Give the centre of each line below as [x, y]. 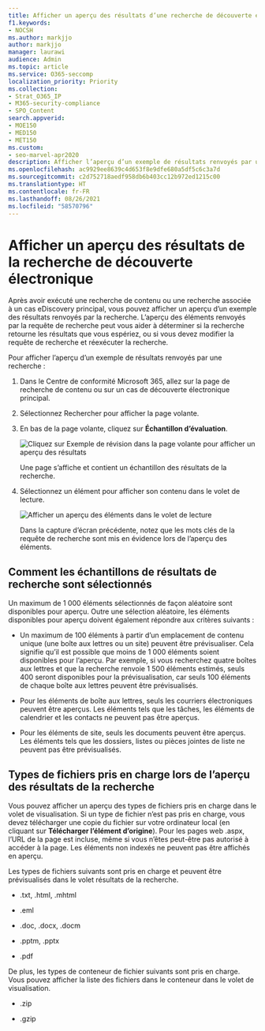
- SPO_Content [32, 111]
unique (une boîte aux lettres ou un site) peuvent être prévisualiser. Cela [136, 644]
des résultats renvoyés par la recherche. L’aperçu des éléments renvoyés [127, 317]
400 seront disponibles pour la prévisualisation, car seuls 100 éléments [135, 677]
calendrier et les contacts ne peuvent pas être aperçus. [109, 718]
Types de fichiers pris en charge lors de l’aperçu [129, 774]
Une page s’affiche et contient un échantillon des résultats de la [123, 468]
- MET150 [22, 140]
